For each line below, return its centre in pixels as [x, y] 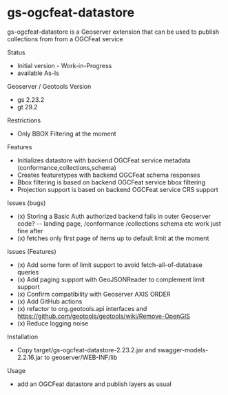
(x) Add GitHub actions [50, 301]
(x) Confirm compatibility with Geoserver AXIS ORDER [94, 294]
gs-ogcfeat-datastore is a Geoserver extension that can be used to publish [113, 32]
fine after [30, 231]
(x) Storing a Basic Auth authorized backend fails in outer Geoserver [114, 216]
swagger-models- [183, 350]
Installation [23, 337]
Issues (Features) [32, 251]
